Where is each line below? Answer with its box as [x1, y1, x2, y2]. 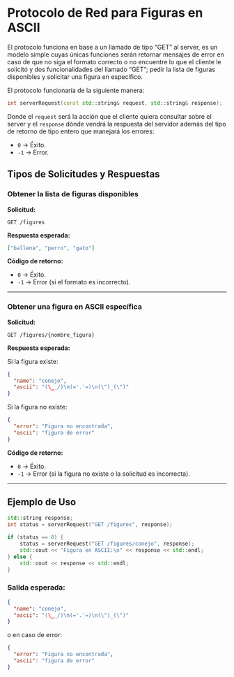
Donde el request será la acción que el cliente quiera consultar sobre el [7, 112, 212, 120]
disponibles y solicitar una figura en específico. [7, 72, 143, 81]
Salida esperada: [7, 583, 65, 592]
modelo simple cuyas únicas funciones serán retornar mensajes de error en [7, 50, 225, 59]
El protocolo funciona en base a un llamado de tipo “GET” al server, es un [7, 43, 218, 51]
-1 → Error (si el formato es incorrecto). [17, 278, 131, 286]
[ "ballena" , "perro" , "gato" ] [7, 245, 95, 252]
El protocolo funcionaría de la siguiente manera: [7, 86, 145, 94]
